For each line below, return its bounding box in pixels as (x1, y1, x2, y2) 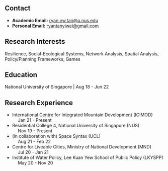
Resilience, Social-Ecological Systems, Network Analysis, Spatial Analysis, (5, 50, 159, 57)
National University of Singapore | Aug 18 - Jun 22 (5, 84, 109, 90)
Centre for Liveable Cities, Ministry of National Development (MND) (12, 144, 152, 150)
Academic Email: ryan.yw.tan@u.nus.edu (12, 17, 99, 23)
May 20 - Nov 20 (18, 160, 53, 166)
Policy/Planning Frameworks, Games (5, 56, 81, 62)
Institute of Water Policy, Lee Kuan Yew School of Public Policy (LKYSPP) (12, 154, 163, 160)
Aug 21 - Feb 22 (18, 138, 51, 145)
